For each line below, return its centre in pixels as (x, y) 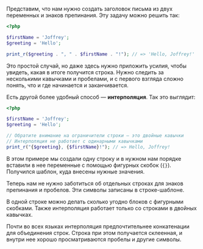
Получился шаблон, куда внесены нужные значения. (76, 171)
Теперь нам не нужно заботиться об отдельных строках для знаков (95, 183)
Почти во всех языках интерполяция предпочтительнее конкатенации (98, 226)
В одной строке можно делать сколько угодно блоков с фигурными (95, 202)
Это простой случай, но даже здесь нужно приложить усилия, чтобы (97, 66)
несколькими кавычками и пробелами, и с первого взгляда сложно (95, 79)
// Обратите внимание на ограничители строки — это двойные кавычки (95, 136)
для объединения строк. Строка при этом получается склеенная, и (94, 233)
